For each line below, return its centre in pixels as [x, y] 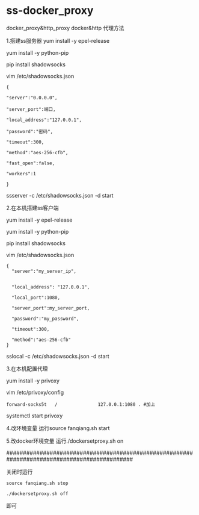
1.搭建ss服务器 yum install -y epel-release [58, 40]
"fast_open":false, [31, 163]
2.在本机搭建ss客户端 [32, 208]
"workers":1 [21, 173]
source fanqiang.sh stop [37, 483]
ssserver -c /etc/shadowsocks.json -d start [60, 195]
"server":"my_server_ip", [44, 271]
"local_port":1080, [36, 298]
